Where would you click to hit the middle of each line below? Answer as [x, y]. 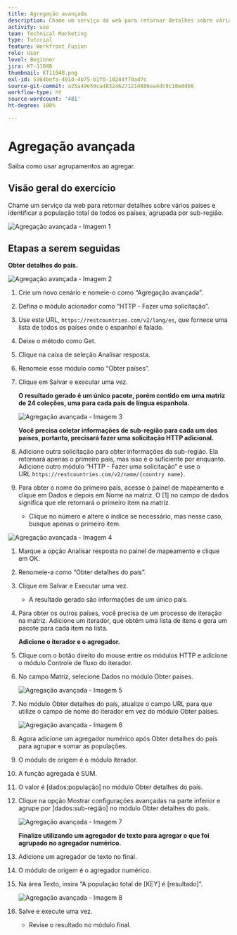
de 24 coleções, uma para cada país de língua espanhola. [104, 403]
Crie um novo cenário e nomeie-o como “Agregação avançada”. [110, 292]
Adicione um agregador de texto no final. [77, 857]
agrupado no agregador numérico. [70, 843]
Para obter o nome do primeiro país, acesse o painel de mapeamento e [121, 488]
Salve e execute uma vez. [55, 911]
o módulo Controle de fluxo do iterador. [75, 663]
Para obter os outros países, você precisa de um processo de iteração [120, 613]
